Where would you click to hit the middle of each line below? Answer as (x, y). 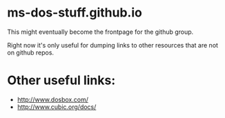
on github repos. (30, 52)
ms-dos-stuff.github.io (75, 13)
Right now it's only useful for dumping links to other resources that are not (113, 45)
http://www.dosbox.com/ (52, 99)
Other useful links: (61, 80)
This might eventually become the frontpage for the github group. (100, 32)
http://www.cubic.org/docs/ (57, 107)
